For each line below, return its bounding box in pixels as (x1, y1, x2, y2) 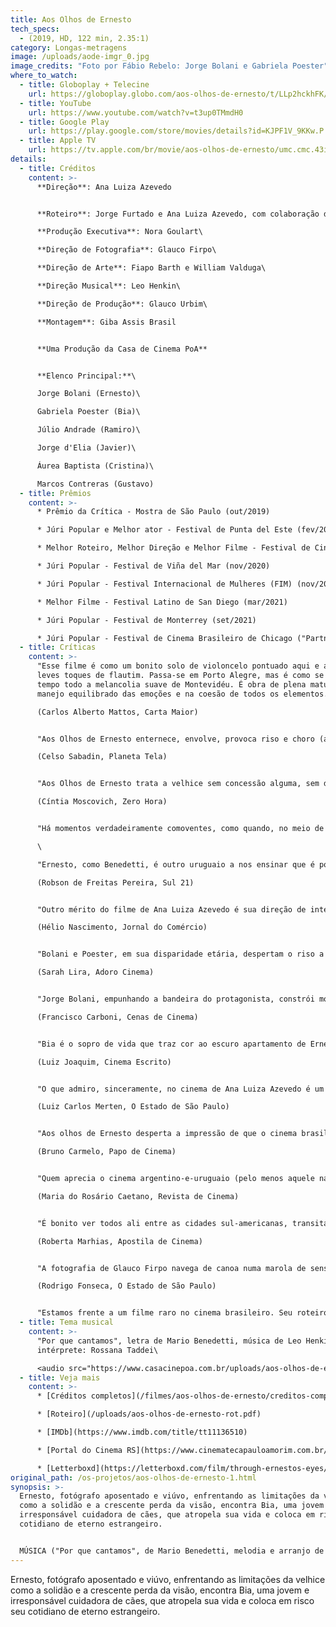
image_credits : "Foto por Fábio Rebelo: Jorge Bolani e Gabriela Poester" (10, 61, 329, 71)
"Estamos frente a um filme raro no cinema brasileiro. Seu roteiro (36, 1308, 329, 1318)
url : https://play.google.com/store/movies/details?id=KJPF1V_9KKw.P (28, 126, 325, 136)
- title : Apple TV (19, 136, 97, 146)
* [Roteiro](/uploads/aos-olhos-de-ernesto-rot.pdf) (36, 1409, 262, 1420)
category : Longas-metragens (10, 42, 128, 53)
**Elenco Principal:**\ (36, 371, 137, 381)
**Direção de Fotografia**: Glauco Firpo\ (36, 245, 217, 255)
